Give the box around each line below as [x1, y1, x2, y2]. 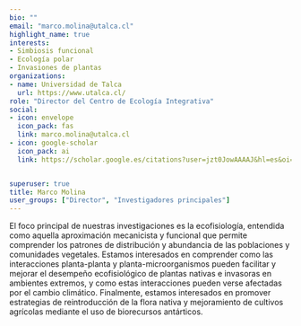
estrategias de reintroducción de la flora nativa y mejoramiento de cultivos [9, 297, 284, 308]
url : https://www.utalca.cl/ [17, 88, 126, 97]
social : [9, 105, 39, 114]
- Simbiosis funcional [9, 47, 94, 56]
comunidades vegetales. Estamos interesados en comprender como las [9, 249, 273, 260]
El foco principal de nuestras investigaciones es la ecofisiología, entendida [9, 221, 285, 232]
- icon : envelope [9, 113, 74, 122]
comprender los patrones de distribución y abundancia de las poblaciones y [9, 240, 290, 251]
